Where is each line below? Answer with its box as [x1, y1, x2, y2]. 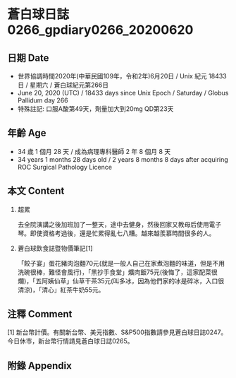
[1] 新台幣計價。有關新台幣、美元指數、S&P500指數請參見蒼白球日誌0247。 [7, 328, 228, 336]
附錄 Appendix [7, 360, 72, 372]
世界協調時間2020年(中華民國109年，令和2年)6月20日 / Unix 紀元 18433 [17, 72, 227, 80]
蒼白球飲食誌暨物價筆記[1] [17, 244, 93, 252]
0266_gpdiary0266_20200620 [7, 22, 194, 38]
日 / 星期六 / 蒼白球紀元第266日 [17, 81, 109, 89]
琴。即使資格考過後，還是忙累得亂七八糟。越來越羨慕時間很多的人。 [17, 229, 216, 237]
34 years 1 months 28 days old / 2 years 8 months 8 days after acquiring [17, 155, 229, 163]
